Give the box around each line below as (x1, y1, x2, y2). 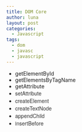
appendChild (14, 112, 45, 120)
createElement (14, 97, 49, 105)
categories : (6, 25, 36, 32)
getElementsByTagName (14, 76, 76, 83)
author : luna (6, 14, 39, 20)
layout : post (6, 20, 39, 26)
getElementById (14, 70, 54, 77)
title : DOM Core (6, 8, 47, 15)
